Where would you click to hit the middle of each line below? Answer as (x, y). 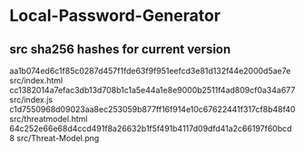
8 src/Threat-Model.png (54, 138)
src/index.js (31, 100)
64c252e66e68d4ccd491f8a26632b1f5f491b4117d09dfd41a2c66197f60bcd (151, 128)
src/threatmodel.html (49, 119)
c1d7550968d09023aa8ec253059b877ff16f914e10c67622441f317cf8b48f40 (152, 109)
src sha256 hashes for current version (120, 49)
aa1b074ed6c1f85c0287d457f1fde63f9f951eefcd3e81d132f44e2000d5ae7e (150, 71)
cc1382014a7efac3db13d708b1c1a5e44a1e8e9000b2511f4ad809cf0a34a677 (152, 90)
